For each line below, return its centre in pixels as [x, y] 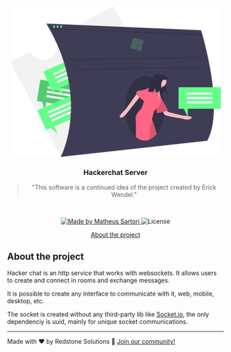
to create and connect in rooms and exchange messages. [88, 280]
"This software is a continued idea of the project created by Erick [124, 187]
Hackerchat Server [115, 172]
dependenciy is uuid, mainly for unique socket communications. [98, 322]
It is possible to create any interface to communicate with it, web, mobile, [111, 294]
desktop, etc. [26, 301]
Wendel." [124, 195]
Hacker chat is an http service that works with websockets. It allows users [112, 273]
